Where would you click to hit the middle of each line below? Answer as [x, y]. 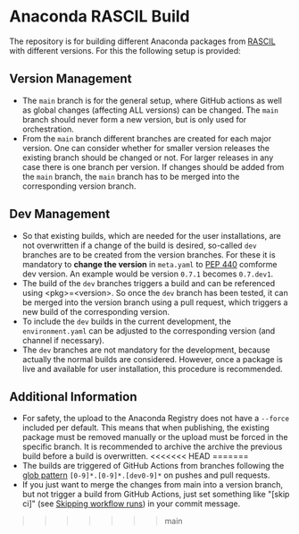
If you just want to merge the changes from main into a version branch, [153, 485]
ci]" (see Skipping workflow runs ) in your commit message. [131, 504]
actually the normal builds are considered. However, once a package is [152, 359]
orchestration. [48, 129]
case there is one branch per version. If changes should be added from [153, 166]
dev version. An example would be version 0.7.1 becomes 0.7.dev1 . [148, 274]
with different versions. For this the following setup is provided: [125, 50]
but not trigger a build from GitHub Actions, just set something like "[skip [156, 495]
